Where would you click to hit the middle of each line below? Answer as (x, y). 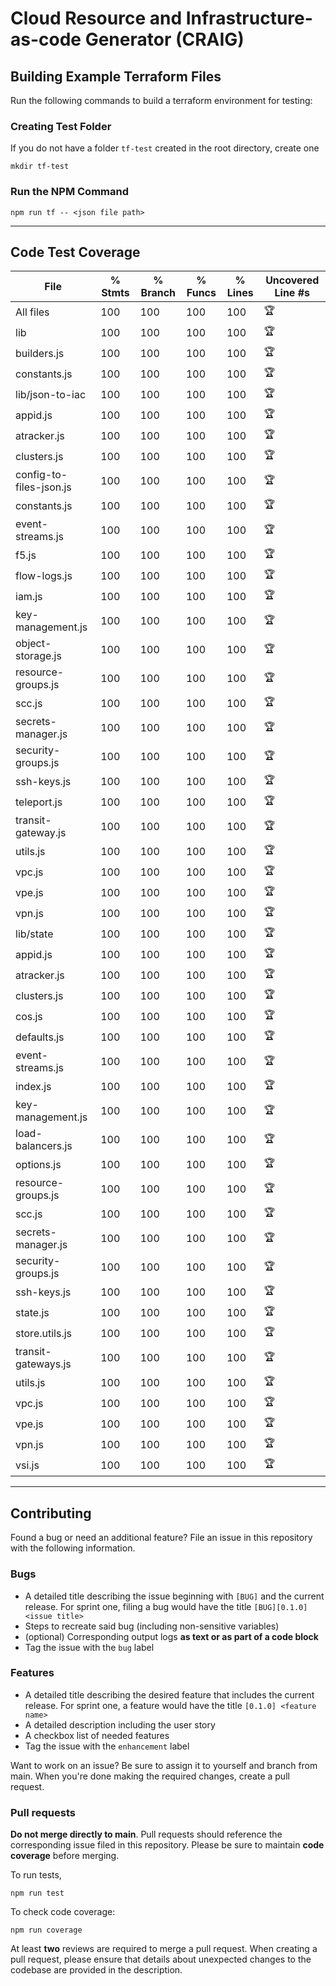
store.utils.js (44, 1333)
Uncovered (292, 280)
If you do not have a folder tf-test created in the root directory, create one (165, 148)
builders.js (40, 353)
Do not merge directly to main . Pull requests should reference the (146, 1834)
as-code (46, 39)
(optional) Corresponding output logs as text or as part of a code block (171, 1636)
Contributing (51, 1513)
